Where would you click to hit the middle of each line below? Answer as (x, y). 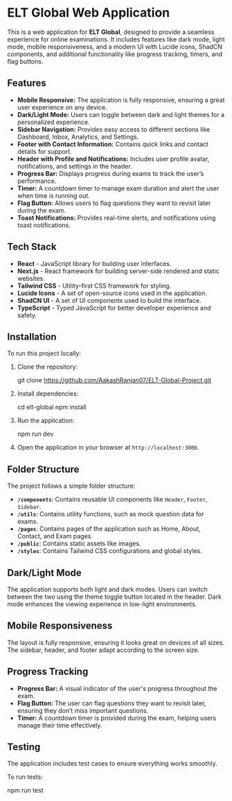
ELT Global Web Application (89, 13)
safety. (27, 315)
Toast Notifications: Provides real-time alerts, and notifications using (116, 218)
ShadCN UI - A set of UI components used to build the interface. (109, 300)
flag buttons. (25, 61)
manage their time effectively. (60, 725)
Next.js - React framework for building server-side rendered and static (118, 271)
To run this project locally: (44, 353)
